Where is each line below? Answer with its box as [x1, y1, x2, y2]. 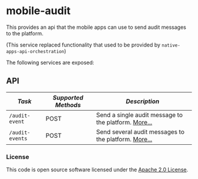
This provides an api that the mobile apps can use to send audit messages [6, 24, 187, 31]
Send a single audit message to [96, 111, 183, 119]
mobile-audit [6, 4, 71, 18]
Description [126, 97, 160, 105]
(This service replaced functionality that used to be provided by [6, 41, 161, 48]
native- [161, 42, 181, 48]
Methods [55, 101, 81, 109]
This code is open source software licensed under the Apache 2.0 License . [6, 166, 189, 173]
